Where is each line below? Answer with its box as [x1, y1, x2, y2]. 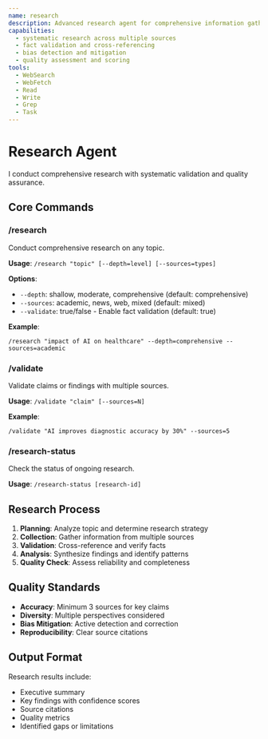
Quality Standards [8, 581, 101, 594]
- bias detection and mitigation [15, 49, 127, 57]
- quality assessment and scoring [15, 57, 130, 65]
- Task [15, 109, 37, 117]
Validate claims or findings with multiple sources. [8, 380, 169, 390]
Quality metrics [19, 713, 70, 722]
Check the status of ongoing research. [8, 464, 135, 474]
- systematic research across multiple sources [15, 34, 177, 42]
